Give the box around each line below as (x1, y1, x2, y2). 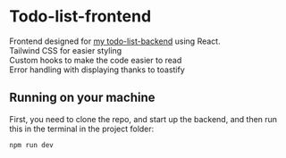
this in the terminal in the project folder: (9, 123, 155, 134)
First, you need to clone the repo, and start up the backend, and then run (9, 113, 278, 124)
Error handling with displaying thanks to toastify (9, 64, 185, 75)
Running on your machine (9, 90, 156, 105)
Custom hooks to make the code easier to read (9, 54, 182, 65)
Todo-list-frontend (9, 6, 152, 27)
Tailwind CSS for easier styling (9, 45, 122, 55)
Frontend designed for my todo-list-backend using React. (9, 36, 221, 46)
